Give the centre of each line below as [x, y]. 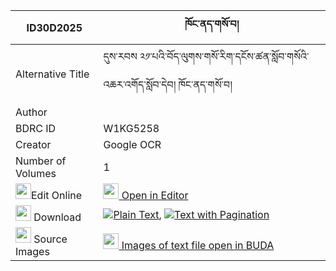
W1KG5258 [131, 128]
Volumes [36, 173]
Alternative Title [52, 74]
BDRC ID [36, 128]
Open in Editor [155, 195]
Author [31, 112]
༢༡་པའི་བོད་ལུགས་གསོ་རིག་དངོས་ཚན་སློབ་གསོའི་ [224, 56]
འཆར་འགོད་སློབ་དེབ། [140, 84]
